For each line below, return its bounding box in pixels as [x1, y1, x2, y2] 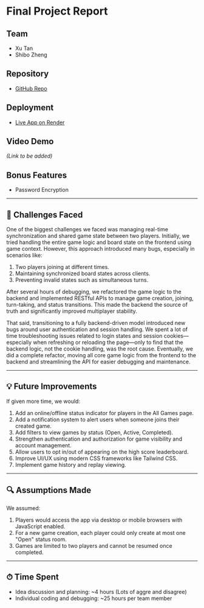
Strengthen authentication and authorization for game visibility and [15, 435, 182, 442]
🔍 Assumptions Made [6, 485, 92, 495]
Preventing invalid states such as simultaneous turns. [15, 276, 149, 284]
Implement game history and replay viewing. [15, 461, 126, 468]
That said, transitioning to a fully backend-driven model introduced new [6, 320, 186, 327]
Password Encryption [15, 186, 69, 194]
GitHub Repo [15, 85, 47, 92]
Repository [6, 69, 49, 79]
